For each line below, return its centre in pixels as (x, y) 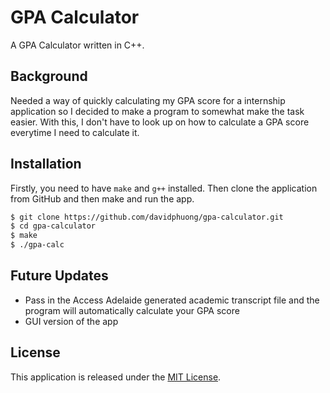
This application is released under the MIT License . (116, 377)
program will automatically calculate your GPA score (132, 310)
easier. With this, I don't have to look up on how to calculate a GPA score (160, 122)
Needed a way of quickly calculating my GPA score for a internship (148, 100)
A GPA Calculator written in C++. (77, 45)
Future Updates (59, 276)
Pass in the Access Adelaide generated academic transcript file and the (172, 300)
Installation (46, 164)
